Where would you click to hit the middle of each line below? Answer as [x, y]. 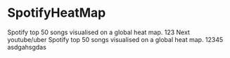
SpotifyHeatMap [57, 13]
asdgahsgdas [27, 47]
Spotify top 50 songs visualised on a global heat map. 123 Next [98, 32]
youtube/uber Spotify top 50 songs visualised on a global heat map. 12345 [115, 39]
